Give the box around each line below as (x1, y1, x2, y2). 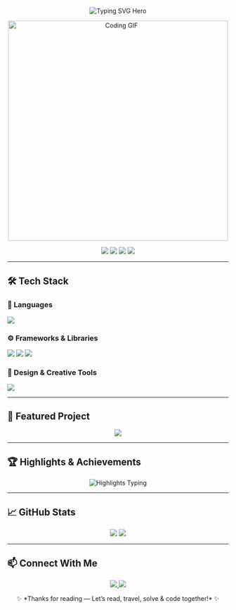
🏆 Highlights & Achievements (7, 456, 142, 468)
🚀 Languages (7, 300, 53, 310)
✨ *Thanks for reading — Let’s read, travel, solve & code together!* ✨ (16, 594, 220, 602)
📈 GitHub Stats (7, 506, 76, 518)
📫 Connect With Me (7, 557, 98, 570)
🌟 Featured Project (7, 410, 90, 422)
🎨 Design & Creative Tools (7, 367, 97, 377)
